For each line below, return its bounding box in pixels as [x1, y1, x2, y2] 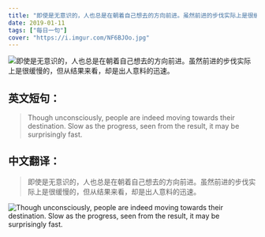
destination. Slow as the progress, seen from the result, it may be [27, 122, 240, 131]
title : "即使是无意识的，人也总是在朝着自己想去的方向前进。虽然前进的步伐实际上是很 [8, 11, 254, 20]
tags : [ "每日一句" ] [8, 26, 68, 34]
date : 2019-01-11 [8, 19, 65, 27]
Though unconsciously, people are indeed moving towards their [27, 113, 235, 122]
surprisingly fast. [27, 130, 83, 139]
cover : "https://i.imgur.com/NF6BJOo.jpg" [8, 33, 150, 42]
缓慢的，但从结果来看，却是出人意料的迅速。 [54, 186, 201, 196]
